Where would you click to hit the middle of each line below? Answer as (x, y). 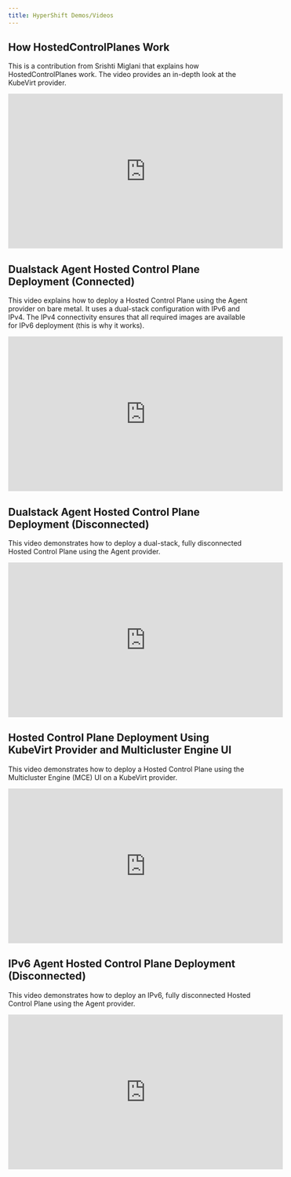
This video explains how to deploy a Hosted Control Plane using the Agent (128, 300)
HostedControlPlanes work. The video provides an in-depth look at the (122, 75)
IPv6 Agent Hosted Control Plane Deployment (122, 964)
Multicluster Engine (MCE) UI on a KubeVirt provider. (93, 777)
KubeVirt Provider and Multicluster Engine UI (120, 750)
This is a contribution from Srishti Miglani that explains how (104, 66)
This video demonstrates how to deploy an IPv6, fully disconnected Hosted (129, 995)
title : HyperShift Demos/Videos (61, 15)
